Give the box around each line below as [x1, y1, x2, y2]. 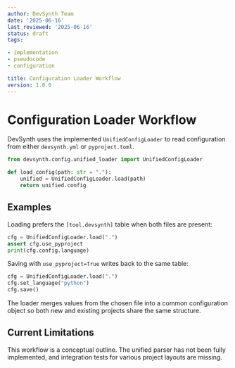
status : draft [7, 30, 49, 37]
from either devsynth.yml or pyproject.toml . [7, 142, 135, 151]
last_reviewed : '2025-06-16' [7, 23, 93, 30]
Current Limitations [7, 326, 95, 338]
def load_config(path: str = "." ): [7, 169, 112, 176]
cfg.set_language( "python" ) [7, 279, 90, 287]
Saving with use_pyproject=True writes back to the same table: [7, 260, 189, 268]
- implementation [7, 49, 58, 56]
